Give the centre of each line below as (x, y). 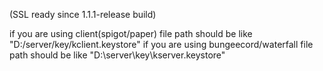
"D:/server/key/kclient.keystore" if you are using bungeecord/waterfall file (161, 44)
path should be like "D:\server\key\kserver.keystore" (117, 55)
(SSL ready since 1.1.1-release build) (83, 14)
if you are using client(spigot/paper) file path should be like (131, 33)
